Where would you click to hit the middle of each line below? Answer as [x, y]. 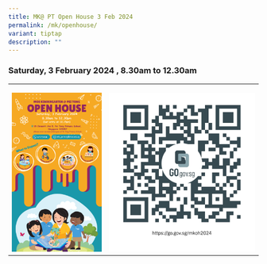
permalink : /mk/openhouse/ [53, 25]
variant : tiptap [35, 33]
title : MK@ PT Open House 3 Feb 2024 [71, 17]
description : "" [35, 42]
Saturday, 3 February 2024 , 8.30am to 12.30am [103, 71]
